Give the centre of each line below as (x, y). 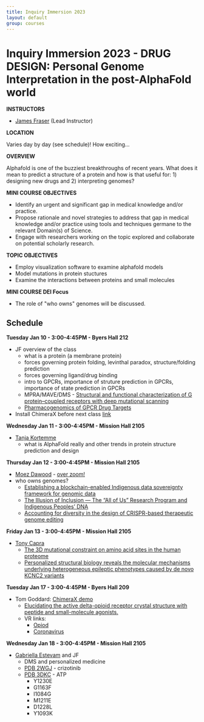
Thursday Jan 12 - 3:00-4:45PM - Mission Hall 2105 (73, 462)
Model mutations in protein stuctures (61, 274)
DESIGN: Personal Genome (75, 66)
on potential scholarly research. (55, 244)
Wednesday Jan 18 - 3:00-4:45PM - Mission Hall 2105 (76, 643)
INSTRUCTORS (25, 109)
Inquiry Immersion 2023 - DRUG (89, 53)
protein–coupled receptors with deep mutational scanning (96, 401)
